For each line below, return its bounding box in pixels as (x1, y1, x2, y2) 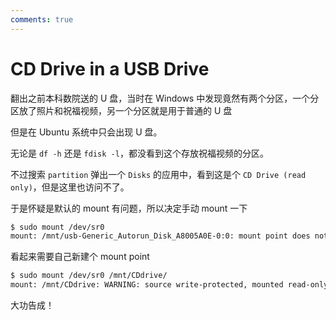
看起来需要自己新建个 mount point (10, 251, 150, 263)
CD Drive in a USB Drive (10, 57, 210, 80)
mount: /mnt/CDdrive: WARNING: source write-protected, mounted (10, 280, 284, 290)
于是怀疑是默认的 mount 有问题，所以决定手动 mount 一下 (10, 202, 248, 214)
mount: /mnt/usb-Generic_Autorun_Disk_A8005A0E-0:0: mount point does (10, 231, 311, 241)
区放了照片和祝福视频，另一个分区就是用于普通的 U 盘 (10, 104, 233, 116)
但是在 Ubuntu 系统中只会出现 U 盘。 (10, 126, 163, 138)
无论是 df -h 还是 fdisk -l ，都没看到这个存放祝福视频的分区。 (10, 147, 269, 159)
